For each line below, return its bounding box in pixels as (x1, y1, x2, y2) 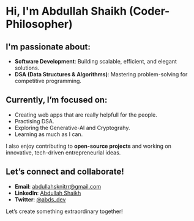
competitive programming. (14, 78, 82, 84)
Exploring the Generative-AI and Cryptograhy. (14, 124, 130, 131)
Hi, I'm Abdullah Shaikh (6, 4, 127, 18)
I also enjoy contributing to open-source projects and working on (6, 142, 172, 150)
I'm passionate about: (6, 42, 91, 52)
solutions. (14, 64, 40, 71)
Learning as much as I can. (14, 130, 83, 138)
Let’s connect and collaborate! (6, 167, 124, 177)
